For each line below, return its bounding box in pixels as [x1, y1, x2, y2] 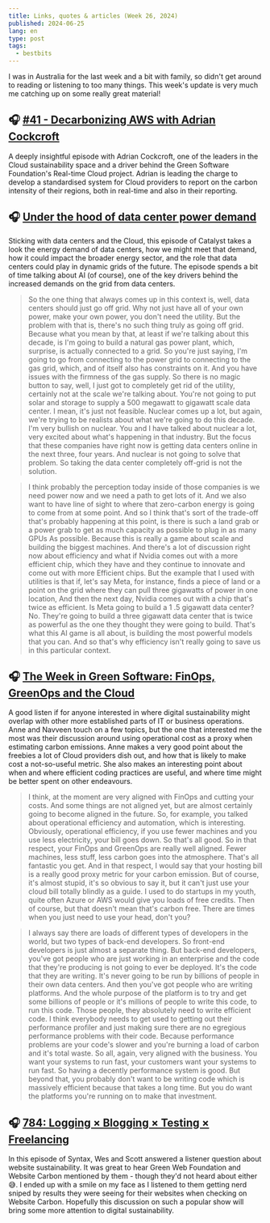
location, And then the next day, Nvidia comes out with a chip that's [27, 594, 253, 603]
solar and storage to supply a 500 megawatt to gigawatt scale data [27, 397, 251, 407]
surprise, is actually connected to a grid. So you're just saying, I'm [27, 345, 248, 356]
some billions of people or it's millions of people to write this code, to [27, 997, 258, 1007]
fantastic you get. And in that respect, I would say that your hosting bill [27, 861, 263, 870]
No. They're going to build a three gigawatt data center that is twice [27, 611, 253, 620]
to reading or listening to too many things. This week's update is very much [8, 80, 259, 90]
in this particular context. [27, 645, 111, 655]
